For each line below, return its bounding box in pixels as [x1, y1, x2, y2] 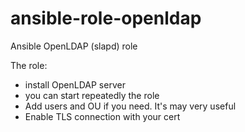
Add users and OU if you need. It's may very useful [24, 100, 237, 112]
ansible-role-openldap [10, 7, 202, 30]
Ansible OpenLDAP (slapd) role [10, 40, 138, 52]
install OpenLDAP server [24, 78, 126, 91]
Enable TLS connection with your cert [24, 110, 181, 122]
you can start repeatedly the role [24, 89, 160, 101]
